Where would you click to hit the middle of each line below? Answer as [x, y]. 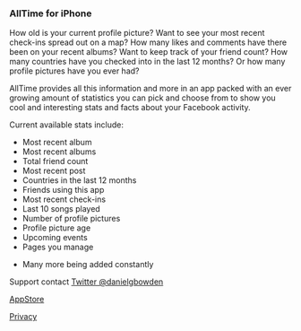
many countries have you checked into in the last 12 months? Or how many [147, 62]
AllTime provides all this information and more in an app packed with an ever [150, 89]
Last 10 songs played [61, 209]
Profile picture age [56, 228]
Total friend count [55, 161]
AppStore [27, 300]
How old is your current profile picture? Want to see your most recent [137, 33]
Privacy [23, 317]
